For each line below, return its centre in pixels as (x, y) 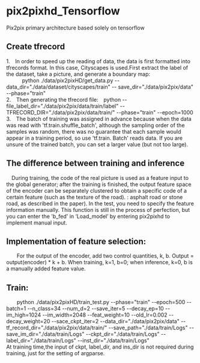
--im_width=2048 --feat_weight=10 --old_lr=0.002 (105, 315)
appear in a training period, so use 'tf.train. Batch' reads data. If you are (95, 138)
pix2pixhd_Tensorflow (63, 11)
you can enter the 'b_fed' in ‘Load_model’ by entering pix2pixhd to (88, 216)
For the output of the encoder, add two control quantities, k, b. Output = (105, 256)
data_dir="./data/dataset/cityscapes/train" (58, 87)
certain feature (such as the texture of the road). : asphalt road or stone (95, 197)
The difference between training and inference (95, 163)
